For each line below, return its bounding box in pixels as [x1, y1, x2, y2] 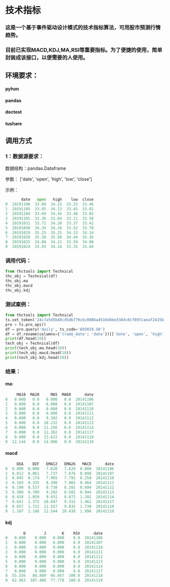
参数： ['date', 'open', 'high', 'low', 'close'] [5, 176, 92, 182]
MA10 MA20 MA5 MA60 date [16, 392, 94, 397]
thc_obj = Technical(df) [5, 274, 58, 279]
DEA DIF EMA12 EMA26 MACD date [16, 461, 114, 466]
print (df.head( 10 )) [5, 336, 47, 341]
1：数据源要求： [5, 153, 44, 160]
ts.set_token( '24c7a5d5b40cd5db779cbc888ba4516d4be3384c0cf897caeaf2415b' [5, 317, 166, 322]
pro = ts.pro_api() [5, 322, 47, 327]
